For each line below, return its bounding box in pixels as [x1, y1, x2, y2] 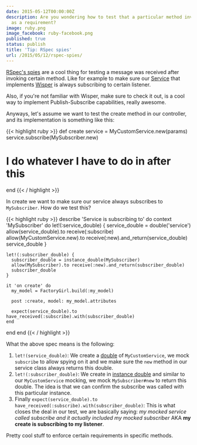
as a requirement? [11, 19, 57, 25]
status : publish [6, 42, 46, 48]
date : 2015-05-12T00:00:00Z [6, 8, 75, 15]
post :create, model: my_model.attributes [11, 298, 117, 304]
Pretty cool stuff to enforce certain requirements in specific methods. [6, 431, 174, 439]
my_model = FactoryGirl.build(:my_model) [11, 287, 114, 294]
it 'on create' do [6, 283, 51, 289]
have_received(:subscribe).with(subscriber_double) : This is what [14, 401, 176, 409]
